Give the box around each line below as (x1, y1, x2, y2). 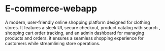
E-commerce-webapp (5, 3, 98, 14)
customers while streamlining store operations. (5, 40, 100, 46)
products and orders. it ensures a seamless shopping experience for (5, 35, 144, 41)
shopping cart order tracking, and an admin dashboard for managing (5, 30, 144, 36)
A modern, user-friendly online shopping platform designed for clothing (5, 19, 150, 25)
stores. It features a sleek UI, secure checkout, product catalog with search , (5, 24, 160, 30)
